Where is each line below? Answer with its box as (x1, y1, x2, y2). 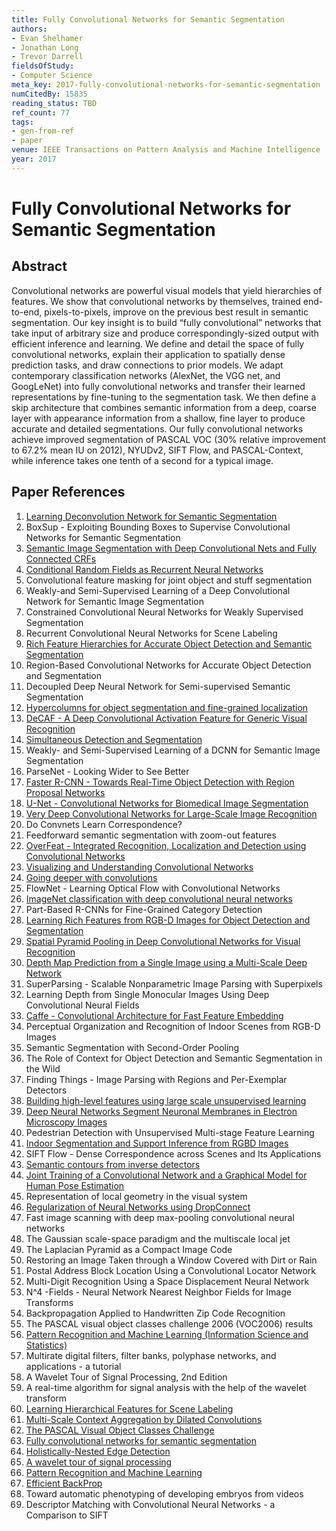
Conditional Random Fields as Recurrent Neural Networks (25, 563, 264, 575)
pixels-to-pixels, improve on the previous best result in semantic (44, 306, 309, 318)
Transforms (25, 1296, 74, 1308)
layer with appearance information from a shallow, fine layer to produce (11, 412, 306, 424)
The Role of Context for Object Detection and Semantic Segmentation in (25, 1052, 323, 1064)
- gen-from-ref (11, 126, 75, 136)
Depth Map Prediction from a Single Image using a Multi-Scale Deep (25, 956, 308, 968)
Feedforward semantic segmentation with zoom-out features (25, 829, 277, 841)
